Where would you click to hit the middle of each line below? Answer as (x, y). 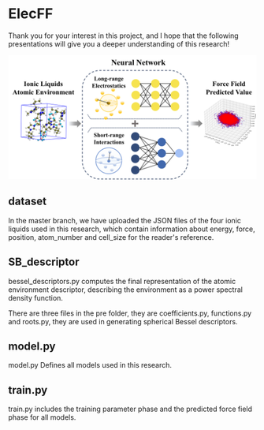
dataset (28, 202)
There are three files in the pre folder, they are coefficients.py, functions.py (130, 313)
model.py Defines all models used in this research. (90, 365)
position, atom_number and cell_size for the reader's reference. (111, 237)
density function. (35, 297)
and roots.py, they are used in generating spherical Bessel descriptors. (123, 321)
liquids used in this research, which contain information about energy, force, (132, 229)
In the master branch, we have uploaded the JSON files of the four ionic (125, 220)
